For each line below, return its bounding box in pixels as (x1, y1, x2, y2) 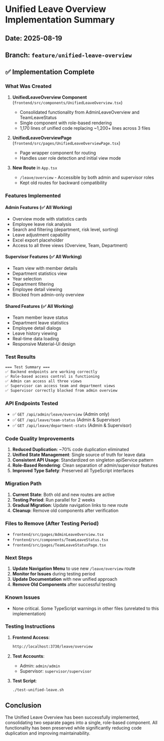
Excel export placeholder (12, 237, 64, 243)
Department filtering (12, 281, 54, 287)
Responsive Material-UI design (12, 341, 76, 347)
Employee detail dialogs (12, 325, 61, 331)
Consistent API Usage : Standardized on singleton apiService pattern (12, 457, 154, 463)
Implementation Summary (5, 14, 115, 25)
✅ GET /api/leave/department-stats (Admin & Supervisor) (12, 423, 132, 429)
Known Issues (5, 594, 40, 601)
